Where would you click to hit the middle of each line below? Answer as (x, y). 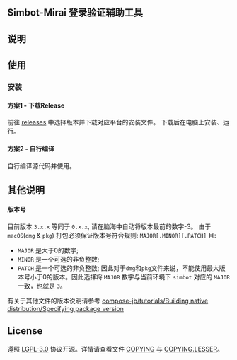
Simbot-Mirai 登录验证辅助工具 (75, 13)
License (25, 331)
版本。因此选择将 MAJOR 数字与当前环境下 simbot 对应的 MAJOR (141, 277)
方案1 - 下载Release (36, 105)
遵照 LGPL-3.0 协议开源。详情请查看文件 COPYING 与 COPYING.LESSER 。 (116, 349)
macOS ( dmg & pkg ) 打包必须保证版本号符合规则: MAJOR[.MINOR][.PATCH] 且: (112, 236)
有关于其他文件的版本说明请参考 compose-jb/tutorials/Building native (108, 301)
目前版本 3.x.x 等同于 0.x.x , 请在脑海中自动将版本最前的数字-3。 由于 (109, 227)
